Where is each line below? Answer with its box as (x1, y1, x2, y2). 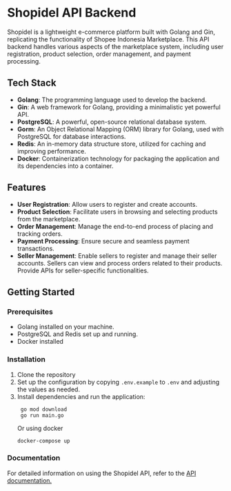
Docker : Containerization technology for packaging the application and (17, 154, 219, 163)
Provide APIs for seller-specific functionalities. (17, 266, 150, 275)
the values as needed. (17, 385, 81, 393)
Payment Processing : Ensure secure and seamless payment (17, 237, 190, 245)
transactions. (17, 244, 55, 252)
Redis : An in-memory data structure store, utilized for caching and (17, 140, 206, 148)
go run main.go (20, 411, 64, 419)
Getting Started (7, 286, 75, 298)
